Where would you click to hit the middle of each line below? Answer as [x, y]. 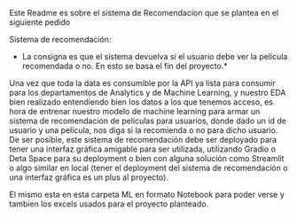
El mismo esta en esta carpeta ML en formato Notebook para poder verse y [147, 195]
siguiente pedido [40, 22]
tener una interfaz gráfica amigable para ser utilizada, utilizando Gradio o [143, 149]
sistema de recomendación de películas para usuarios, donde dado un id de [148, 121]
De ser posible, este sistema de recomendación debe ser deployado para [143, 140]
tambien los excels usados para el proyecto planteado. [109, 204]
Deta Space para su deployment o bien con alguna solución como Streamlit [147, 158]
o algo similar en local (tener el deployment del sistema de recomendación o [148, 168]
